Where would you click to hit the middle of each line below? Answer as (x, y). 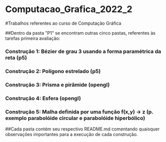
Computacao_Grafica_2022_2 (69, 9)
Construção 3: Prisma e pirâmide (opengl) (57, 85)
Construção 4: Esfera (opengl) (43, 98)
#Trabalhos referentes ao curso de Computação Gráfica (63, 23)
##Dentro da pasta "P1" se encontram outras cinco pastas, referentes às (80, 33)
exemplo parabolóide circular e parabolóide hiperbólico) (75, 118)
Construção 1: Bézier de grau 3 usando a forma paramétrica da (83, 51)
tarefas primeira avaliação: (33, 38)
